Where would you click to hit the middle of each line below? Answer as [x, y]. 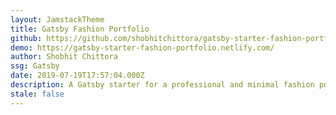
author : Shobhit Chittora [64, 57]
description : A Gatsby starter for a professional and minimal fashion [162, 85]
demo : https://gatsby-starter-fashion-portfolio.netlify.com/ [142, 47]
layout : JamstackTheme [57, 19]
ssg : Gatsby [35, 66]
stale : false [37, 94]
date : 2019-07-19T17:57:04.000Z [77, 76]
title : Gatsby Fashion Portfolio [80, 29]
